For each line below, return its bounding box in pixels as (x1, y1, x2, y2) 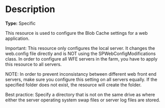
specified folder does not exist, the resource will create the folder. (5, 82, 142, 88)
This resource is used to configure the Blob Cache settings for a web (5, 30, 148, 36)
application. (5, 35, 30, 41)
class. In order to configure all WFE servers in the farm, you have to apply (5, 56, 157, 62)
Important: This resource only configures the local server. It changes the (5, 45, 155, 51)
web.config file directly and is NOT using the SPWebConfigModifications (5, 50, 156, 57)
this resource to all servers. (5, 61, 62, 67)
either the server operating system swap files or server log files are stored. (5, 97, 160, 103)
